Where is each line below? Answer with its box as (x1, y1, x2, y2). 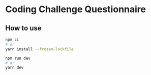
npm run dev (5, 56, 31, 61)
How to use (5, 24, 42, 32)
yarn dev (5, 65, 24, 70)
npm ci (5, 37, 19, 42)
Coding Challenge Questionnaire (5, 4, 146, 15)
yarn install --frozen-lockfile (5, 47, 74, 52)
